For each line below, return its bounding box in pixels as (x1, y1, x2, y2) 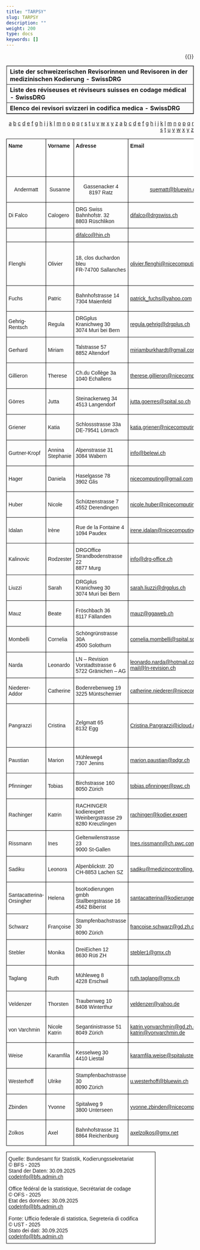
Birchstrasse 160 (75, 780, 115, 786)
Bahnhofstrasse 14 (75, 292, 120, 299)
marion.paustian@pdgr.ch (130, 757, 190, 763)
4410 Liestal (75, 1055, 104, 1062)
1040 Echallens (75, 376, 112, 382)
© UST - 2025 (8, 1221, 40, 1228)
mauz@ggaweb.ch (130, 610, 174, 617)
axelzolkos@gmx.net (130, 1129, 179, 1136)
